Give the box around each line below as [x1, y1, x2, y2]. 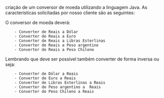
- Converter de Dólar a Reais [14, 71, 79, 76]
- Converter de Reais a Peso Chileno [14, 47, 94, 52]
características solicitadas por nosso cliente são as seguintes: [5, 10, 136, 16]
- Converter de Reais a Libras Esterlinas [14, 38, 106, 43]
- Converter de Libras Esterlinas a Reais [14, 80, 106, 85]
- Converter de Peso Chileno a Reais [14, 89, 94, 94]
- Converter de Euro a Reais [14, 76, 76, 81]
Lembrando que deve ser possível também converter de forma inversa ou [5, 56, 159, 62]
